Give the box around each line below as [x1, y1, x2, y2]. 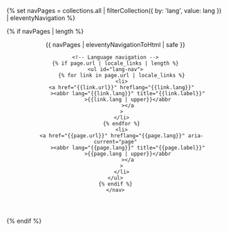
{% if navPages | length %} [6, 28, 84, 35]
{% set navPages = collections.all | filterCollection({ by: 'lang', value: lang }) [6, 7, 222, 14]
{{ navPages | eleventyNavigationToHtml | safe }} [45, 41, 186, 48]
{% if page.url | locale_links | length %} [52, 60, 179, 67]
